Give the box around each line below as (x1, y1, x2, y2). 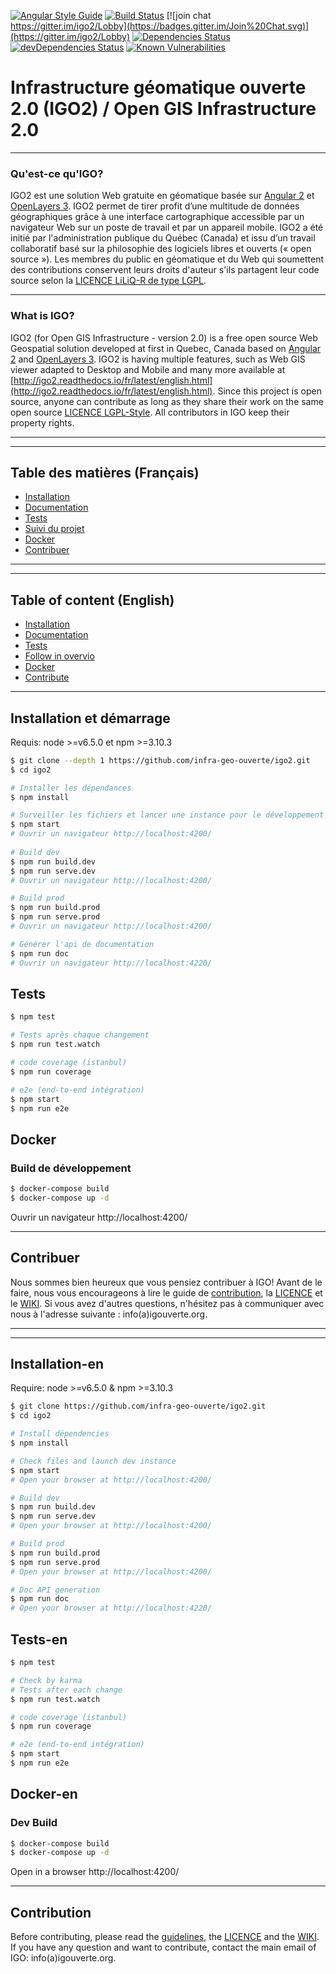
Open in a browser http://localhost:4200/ (10, 1866, 180, 1878)
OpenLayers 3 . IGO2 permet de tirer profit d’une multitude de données (10, 200, 300, 212)
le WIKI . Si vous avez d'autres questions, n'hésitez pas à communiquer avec (10, 1297, 325, 1309)
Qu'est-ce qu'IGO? (10, 166, 104, 180)
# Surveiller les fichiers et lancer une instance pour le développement (10, 810, 325, 820)
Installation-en (10, 1356, 105, 1373)
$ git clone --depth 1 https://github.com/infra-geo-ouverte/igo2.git (10, 755, 311, 765)
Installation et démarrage (10, 710, 171, 727)
